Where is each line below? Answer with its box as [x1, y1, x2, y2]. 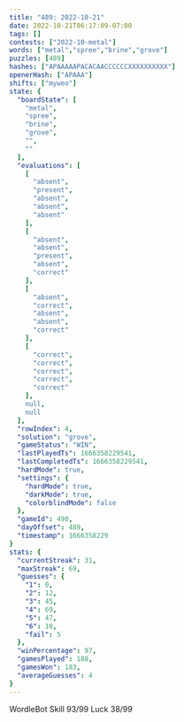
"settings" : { [17, 473, 69, 482]
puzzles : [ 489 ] [9, 54, 65, 63]
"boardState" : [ [17, 95, 77, 104]
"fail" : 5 [25, 630, 62, 639]
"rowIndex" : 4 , [17, 424, 73, 434]
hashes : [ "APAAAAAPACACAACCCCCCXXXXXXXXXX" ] [9, 63, 176, 72]
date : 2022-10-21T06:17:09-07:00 [9, 21, 133, 30]
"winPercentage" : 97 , [17, 647, 97, 656]
